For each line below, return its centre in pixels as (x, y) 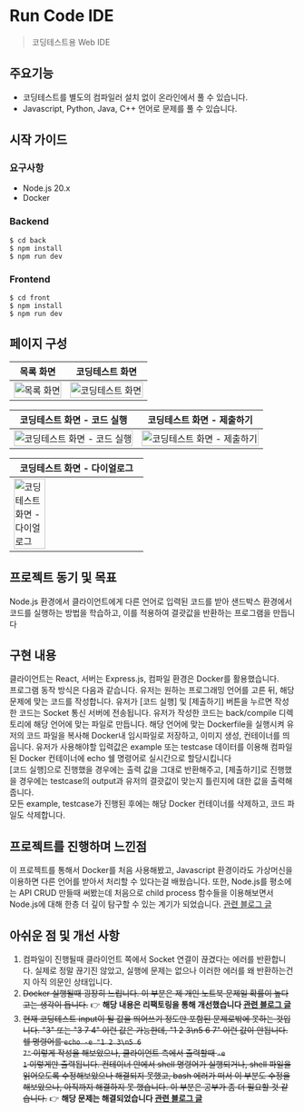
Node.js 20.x (46, 188)
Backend (29, 222)
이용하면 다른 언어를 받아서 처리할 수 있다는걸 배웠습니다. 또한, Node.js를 (138, 881)
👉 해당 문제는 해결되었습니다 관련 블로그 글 (126, 1098)
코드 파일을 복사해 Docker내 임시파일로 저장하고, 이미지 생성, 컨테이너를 (153, 736)
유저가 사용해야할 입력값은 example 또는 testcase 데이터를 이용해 (152, 747)
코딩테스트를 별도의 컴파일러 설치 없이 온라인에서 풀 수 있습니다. (135, 97)
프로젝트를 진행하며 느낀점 (78, 846)
